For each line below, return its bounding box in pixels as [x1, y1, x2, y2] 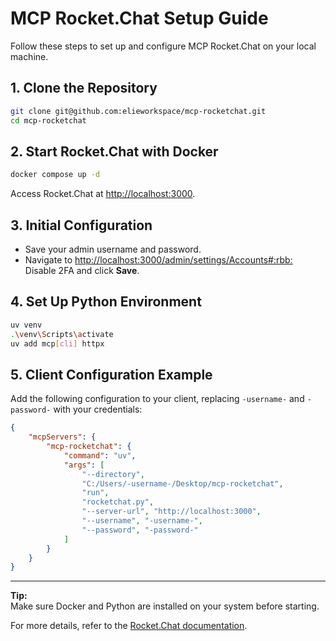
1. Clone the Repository [10, 80, 158, 97]
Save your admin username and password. [24, 243, 202, 255]
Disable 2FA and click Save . [24, 265, 140, 276]
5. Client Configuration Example [10, 366, 213, 383]
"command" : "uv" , [63, 450, 137, 461]
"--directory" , [81, 469, 145, 479]
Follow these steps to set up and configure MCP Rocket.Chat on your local [10, 40, 317, 52]
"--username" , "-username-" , [81, 516, 203, 526]
